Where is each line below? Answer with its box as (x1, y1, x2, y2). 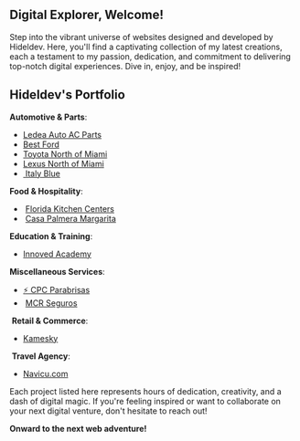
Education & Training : (9, 230, 93, 241)
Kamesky (22, 332, 59, 343)
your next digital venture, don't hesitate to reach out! (9, 405, 208, 416)
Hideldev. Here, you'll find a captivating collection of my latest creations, (9, 41, 283, 52)
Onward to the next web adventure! (9, 423, 147, 434)
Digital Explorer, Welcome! (9, 7, 165, 23)
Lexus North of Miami (22, 158, 105, 169)
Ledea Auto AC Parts (22, 129, 102, 140)
